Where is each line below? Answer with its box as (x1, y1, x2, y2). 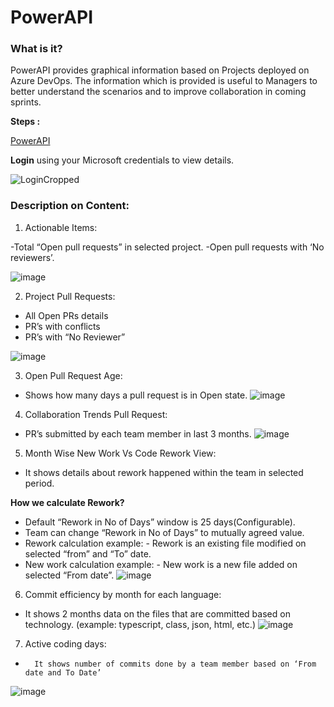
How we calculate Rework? (10, 496, 125, 508)
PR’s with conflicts (24, 320, 101, 332)
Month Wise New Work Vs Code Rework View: (24, 447, 217, 459)
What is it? (10, 42, 63, 56)
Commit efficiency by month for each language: (24, 588, 222, 600)
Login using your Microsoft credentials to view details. (10, 154, 235, 166)
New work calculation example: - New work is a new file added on (24, 558, 298, 570)
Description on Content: (10, 199, 130, 213)
